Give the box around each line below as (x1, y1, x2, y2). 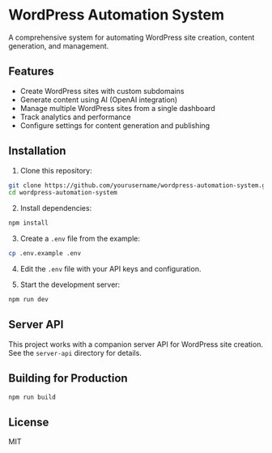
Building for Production (8, 371, 128, 386)
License (8, 415, 49, 429)
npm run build (8, 393, 57, 401)
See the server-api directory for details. (8, 348, 142, 357)
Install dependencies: (19, 203, 92, 213)
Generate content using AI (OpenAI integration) (19, 95, 178, 105)
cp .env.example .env (8, 250, 82, 258)
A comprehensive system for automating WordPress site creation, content (8, 32, 255, 42)
